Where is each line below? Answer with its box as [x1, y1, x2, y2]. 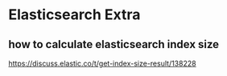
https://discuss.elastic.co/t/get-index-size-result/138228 [8, 58, 196, 68]
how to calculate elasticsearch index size [8, 38, 220, 51]
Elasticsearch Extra [8, 6, 141, 24]
